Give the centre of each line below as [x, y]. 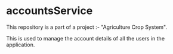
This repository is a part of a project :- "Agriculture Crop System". [87, 27]
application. [21, 45]
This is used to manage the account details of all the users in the [86, 38]
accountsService [50, 11]
